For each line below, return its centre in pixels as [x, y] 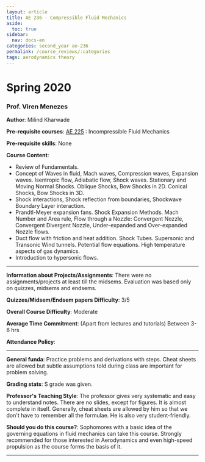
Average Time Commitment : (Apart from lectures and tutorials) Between [98, 324]
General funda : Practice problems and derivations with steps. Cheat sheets [101, 360]
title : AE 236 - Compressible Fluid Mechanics [67, 18]
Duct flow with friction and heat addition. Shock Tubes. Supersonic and [105, 238]
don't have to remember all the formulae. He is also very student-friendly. [99, 416]
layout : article [27, 12]
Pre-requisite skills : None [39, 143]
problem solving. [27, 372]
